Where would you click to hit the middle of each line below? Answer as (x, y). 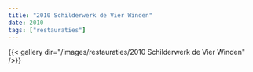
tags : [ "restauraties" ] (47, 30)
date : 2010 (26, 23)
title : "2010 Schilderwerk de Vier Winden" (81, 15)
